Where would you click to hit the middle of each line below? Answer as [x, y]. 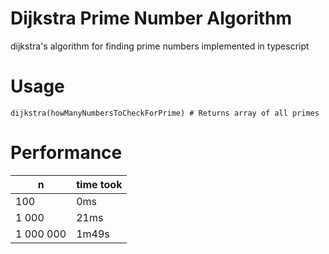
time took [99, 184]
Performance [66, 153]
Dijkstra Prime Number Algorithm [151, 18]
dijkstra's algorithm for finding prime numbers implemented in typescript [160, 46]
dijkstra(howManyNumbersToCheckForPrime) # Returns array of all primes [165, 113]
